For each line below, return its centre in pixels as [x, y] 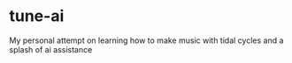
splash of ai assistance [51, 49]
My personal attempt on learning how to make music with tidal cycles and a [146, 40]
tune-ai [37, 16]
